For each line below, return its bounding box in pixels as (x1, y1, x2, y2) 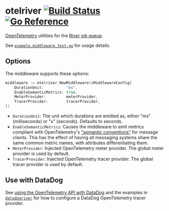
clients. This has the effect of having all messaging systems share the (12, 135, 157, 140)
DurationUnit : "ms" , (14, 85, 78, 90)
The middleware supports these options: (5, 70, 89, 76)
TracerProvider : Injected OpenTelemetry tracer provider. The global (12, 156, 153, 162)
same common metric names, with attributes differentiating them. (12, 140, 149, 146)
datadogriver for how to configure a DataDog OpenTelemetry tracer (5, 195, 146, 201)
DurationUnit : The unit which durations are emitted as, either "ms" (12, 113, 151, 119)
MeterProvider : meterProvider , (14, 94, 98, 100)
